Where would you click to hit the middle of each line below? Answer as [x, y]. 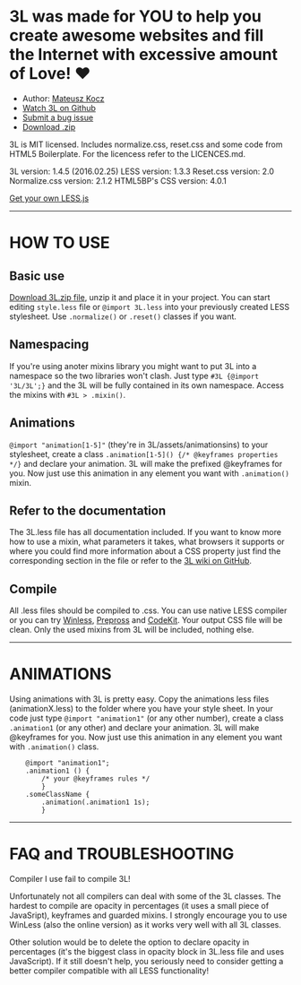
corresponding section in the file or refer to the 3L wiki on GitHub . [131, 561]
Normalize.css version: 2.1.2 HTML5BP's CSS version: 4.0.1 [118, 180]
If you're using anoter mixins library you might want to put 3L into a [133, 366]
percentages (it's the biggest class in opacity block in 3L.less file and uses [147, 952]
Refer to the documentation [88, 510]
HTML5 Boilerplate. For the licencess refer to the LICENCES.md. [128, 153]
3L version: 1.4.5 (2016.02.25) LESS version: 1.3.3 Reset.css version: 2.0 [142, 171]
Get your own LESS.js [49, 198]
